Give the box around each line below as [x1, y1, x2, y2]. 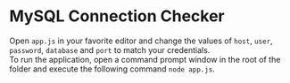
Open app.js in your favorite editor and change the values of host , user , [9, 35, 274, 46]
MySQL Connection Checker [9, 6, 225, 26]
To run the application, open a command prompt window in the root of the [9, 54, 281, 64]
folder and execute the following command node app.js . [9, 64, 216, 74]
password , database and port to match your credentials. [9, 44, 211, 55]
